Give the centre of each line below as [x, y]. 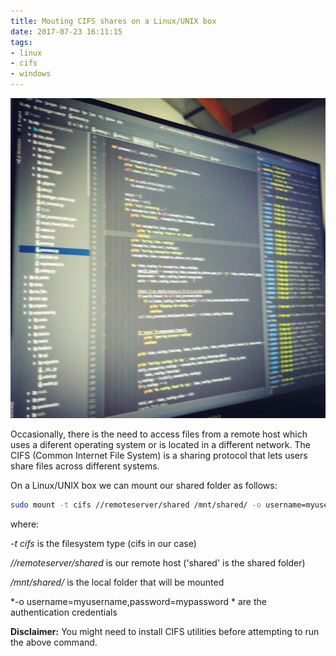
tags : [21, 42]
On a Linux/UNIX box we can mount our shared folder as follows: [144, 485]
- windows [31, 74]
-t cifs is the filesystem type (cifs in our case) [103, 543]
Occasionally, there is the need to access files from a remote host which [159, 434]
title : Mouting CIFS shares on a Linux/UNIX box [113, 21]
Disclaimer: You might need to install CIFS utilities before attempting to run [165, 631]
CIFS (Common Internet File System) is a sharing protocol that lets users [159, 455]
